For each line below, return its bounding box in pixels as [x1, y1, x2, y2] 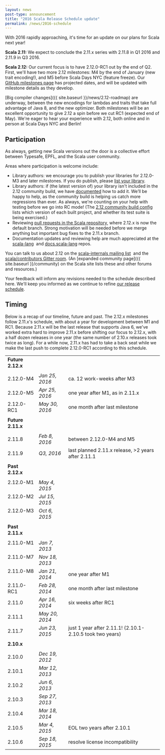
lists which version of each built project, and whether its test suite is [12, 209, 150, 215]
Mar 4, [38, 721, 54, 728]
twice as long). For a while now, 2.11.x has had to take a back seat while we [5, 340, 157, 345]
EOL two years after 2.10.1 [68, 724, 131, 731]
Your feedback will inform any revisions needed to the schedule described [5, 276, 156, 282]
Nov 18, [38, 553, 57, 560]
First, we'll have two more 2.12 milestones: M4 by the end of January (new [5, 70, 156, 75]
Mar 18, [38, 707, 57, 714]
